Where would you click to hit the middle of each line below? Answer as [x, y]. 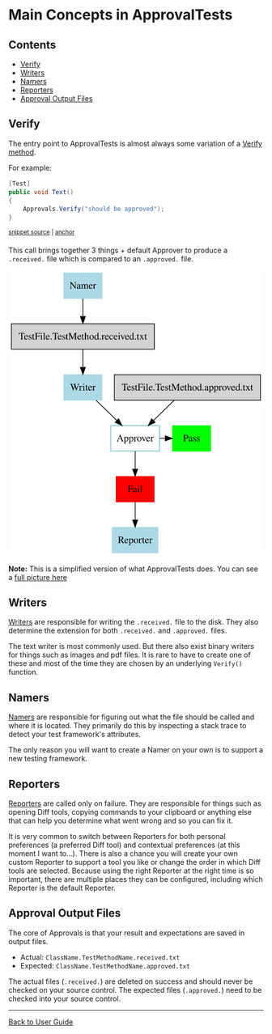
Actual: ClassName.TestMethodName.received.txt [100, 957]
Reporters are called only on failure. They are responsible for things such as [135, 803]
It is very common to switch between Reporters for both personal [117, 836]
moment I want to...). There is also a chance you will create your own [123, 853]
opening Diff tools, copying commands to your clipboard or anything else [130, 812]
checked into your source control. [65, 998]
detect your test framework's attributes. [75, 735]
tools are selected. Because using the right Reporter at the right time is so [131, 871]
